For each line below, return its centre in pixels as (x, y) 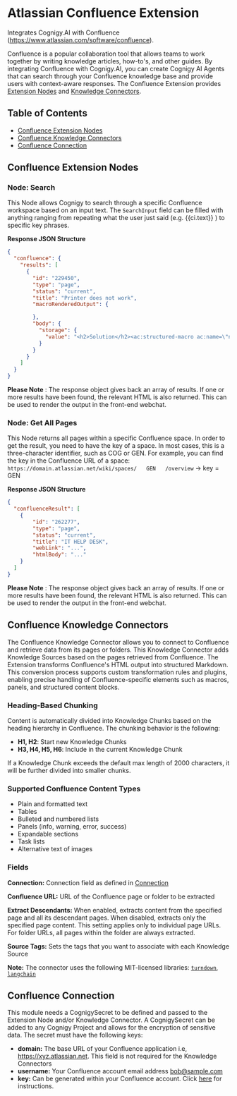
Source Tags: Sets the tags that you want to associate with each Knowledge (119, 946)
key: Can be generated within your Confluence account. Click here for (120, 1079)
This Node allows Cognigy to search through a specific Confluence (105, 203)
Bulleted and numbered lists (58, 819)
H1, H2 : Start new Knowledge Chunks (72, 741)
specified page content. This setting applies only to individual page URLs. (114, 925)
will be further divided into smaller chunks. (69, 770)
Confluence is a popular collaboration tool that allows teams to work (106, 54)
